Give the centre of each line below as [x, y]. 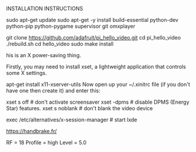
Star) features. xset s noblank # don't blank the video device [80, 108]
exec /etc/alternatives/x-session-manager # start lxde [72, 120]
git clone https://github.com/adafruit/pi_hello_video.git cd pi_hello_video [94, 37]
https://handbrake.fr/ [32, 131]
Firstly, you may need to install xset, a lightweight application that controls [96, 67]
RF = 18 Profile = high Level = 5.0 [46, 143]
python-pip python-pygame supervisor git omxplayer [71, 26]
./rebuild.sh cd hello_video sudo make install [60, 44]
